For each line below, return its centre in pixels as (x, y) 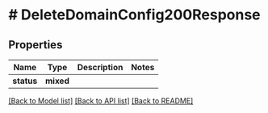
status (25, 81)
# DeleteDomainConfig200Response (134, 15)
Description (100, 67)
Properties (36, 45)
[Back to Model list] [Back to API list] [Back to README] (101, 101)
